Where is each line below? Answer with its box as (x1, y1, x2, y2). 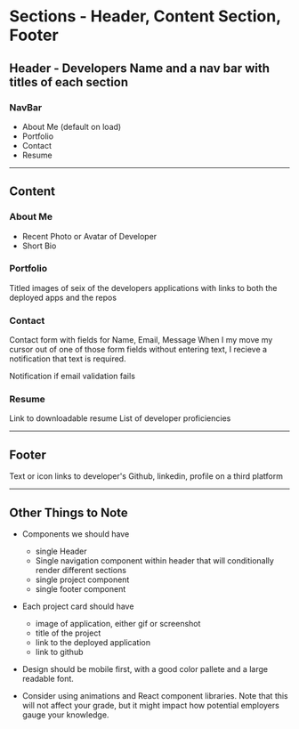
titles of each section (9, 74, 129, 90)
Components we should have (21, 529, 130, 539)
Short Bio (21, 240, 57, 251)
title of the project (35, 628, 101, 638)
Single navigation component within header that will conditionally (35, 555, 274, 566)
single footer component (35, 584, 126, 595)
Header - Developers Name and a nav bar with (9, 61, 270, 76)
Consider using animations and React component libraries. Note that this (21, 691, 289, 701)
